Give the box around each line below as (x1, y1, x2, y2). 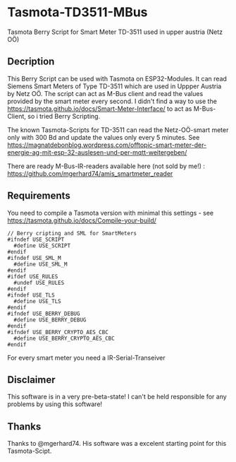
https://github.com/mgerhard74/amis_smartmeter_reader (7, 169, 173, 177)
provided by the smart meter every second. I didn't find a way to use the (7, 97, 217, 105)
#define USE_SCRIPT (13, 242, 71, 249)
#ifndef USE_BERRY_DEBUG (7, 310, 80, 317)
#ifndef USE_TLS (7, 291, 55, 299)
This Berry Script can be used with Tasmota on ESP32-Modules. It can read (7, 74, 228, 83)
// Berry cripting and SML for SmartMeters (7, 230, 137, 237)
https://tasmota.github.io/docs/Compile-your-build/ (7, 216, 157, 225)
